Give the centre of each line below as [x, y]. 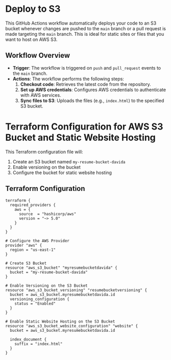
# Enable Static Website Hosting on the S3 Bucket [60, 321]
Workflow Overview [38, 56]
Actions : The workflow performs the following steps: [68, 79]
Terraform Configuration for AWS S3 [84, 126]
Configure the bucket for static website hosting [62, 173]
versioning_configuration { [40, 299]
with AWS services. [41, 95]
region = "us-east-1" [33, 250]
